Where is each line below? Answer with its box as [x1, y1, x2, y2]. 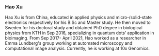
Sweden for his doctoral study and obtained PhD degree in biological [5, 25, 143, 31]
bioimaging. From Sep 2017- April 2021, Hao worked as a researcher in [5, 35, 146, 41]
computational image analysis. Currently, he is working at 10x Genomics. [5, 45, 150, 52]
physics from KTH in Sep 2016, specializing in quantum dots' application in [5, 30, 154, 36]
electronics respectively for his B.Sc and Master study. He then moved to [5, 19, 151, 25]
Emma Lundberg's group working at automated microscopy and [5, 40, 132, 46]
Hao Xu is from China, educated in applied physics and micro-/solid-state [5, 15, 152, 20]
